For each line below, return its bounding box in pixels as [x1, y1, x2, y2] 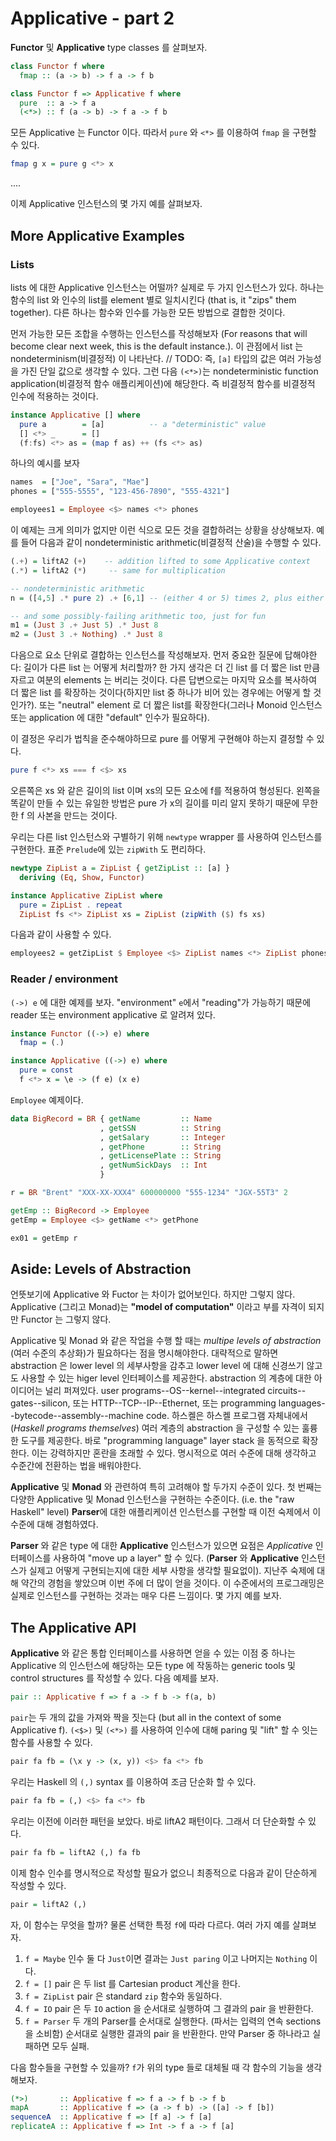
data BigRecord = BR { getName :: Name [10, 1113, 213, 1124]
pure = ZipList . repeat [19, 900, 123, 910]
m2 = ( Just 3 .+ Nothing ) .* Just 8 [10, 630, 163, 640]
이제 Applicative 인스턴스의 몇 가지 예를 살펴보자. [10, 198, 203, 210]
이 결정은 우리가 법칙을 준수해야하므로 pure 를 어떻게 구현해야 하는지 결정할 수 [10, 733, 315, 745]
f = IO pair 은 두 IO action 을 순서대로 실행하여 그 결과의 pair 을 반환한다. [24, 2002, 314, 2014]
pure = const [19, 1065, 74, 1076]
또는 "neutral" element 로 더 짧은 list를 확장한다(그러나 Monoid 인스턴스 [38, 699, 323, 711]
